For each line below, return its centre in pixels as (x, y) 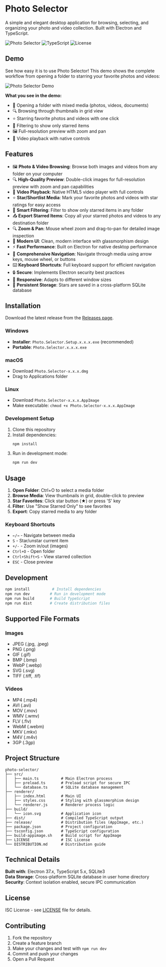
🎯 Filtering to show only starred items (51, 125)
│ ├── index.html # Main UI (43, 796)
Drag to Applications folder (40, 376)
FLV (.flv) (22, 721)
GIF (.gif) (21, 655)
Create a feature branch (37, 943)
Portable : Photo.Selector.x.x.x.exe (50, 347)
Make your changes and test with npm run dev (60, 948)
